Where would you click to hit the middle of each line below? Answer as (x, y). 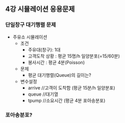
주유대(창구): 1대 (44, 49)
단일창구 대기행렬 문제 (31, 25)
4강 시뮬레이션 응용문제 (40, 9)
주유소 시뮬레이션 (30, 37)
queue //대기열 (43, 94)
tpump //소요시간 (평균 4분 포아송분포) (67, 100)
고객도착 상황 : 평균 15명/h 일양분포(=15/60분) (74, 56)
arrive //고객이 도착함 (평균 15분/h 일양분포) (72, 87)
